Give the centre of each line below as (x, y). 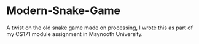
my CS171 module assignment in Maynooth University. (75, 34)
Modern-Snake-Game (64, 11)
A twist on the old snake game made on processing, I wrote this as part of (100, 28)
